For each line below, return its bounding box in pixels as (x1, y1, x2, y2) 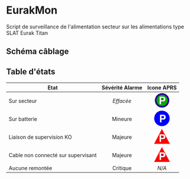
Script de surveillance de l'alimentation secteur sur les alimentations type (6, 23, 185, 30)
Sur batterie (8, 116, 38, 123)
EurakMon (6, 4, 58, 17)
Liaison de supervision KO (8, 134, 72, 141)
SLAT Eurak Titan (6, 29, 48, 36)
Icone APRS (147, 84, 177, 91)
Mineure (112, 116, 132, 123)
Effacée (112, 97, 132, 104)
